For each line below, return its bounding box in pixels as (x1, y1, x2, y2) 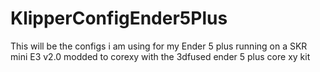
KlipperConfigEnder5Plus (10, 7, 228, 30)
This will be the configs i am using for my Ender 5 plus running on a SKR (10, 40, 308, 52)
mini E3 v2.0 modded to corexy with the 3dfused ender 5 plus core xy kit (10, 50, 311, 62)
